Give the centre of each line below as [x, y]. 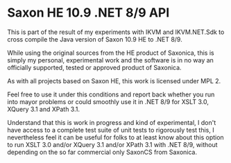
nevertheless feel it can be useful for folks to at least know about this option [115, 137]
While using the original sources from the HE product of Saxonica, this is [111, 53]
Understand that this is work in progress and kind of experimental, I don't [112, 122]
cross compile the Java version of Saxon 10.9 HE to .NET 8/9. [95, 39]
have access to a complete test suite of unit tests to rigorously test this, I [111, 130]
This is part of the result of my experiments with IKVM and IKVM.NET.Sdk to [116, 32]
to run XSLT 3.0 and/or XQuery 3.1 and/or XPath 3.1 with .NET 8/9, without [112, 144]
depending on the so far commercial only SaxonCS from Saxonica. [102, 152]
